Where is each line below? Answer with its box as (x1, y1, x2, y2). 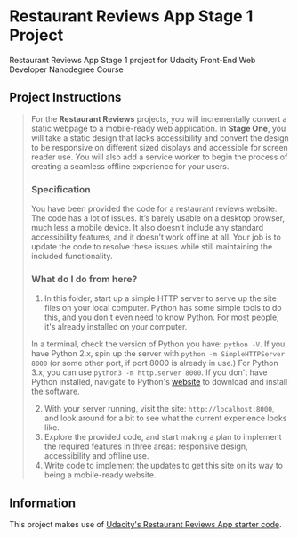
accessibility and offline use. (44, 451, 149, 461)
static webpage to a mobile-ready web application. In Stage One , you (30, 123, 286, 134)
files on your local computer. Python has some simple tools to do (44, 303, 282, 314)
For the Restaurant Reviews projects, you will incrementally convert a (30, 113, 287, 124)
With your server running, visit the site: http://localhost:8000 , (44, 403, 275, 414)
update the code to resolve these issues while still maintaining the (30, 241, 273, 252)
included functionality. (30, 251, 113, 262)
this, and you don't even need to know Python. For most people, (44, 312, 279, 322)
